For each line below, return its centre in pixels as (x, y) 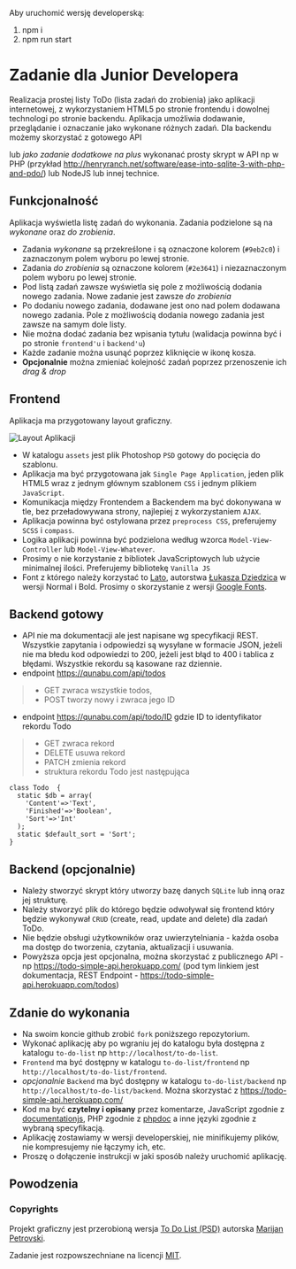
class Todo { (35, 788)
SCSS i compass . (48, 530)
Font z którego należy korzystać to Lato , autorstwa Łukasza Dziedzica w (154, 577)
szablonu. (40, 464)
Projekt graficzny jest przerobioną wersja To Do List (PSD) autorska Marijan (146, 1228)
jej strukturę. (45, 900)
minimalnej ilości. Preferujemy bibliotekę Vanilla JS (116, 568)
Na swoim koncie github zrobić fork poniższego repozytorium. (136, 1034)
